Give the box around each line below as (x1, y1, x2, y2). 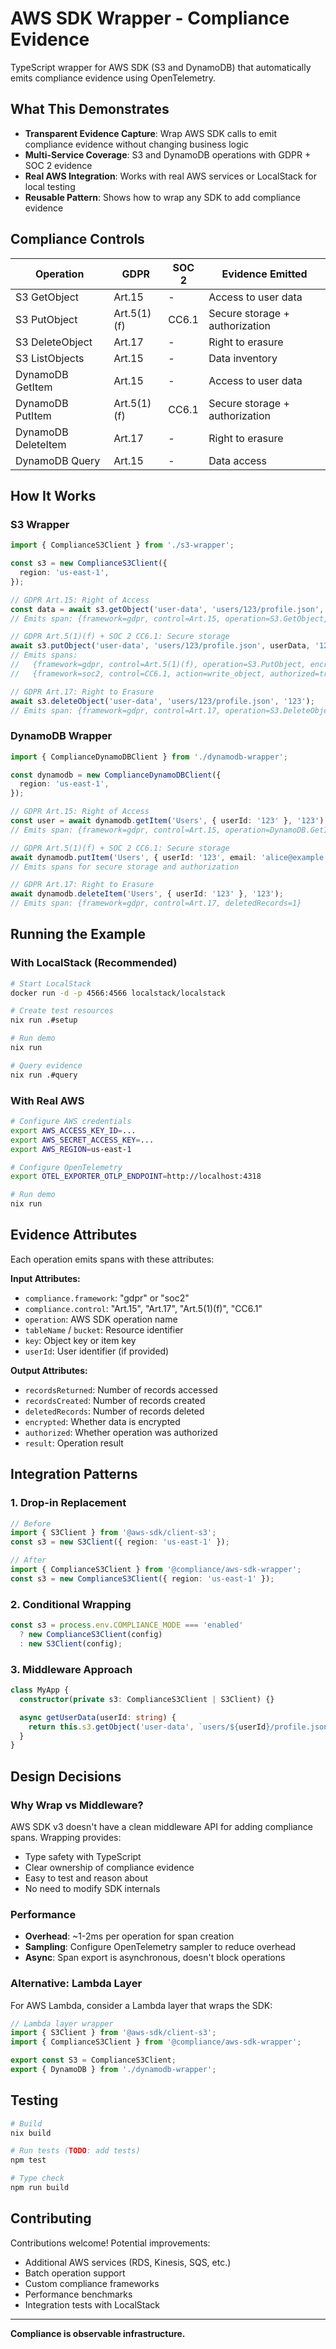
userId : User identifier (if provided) (24, 1345, 170, 1357)
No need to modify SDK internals (24, 1882, 161, 1894)
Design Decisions (10, 1768, 122, 1785)
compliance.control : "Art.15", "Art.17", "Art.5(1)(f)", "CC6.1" (24, 1302, 263, 1314)
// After (10, 1555, 47, 1566)
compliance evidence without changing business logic (24, 138, 249, 150)
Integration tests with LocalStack (24, 2298, 161, 2311)
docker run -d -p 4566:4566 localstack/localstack (10, 988, 226, 998)
